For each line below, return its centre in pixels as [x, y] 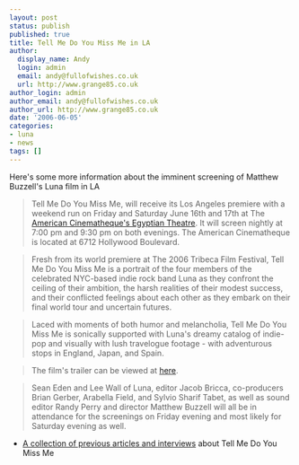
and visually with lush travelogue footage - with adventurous [160, 343]
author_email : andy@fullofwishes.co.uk [84, 101]
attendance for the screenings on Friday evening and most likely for [156, 416]
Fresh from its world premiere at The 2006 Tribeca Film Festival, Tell [158, 259]
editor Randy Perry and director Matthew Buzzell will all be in [144, 407]
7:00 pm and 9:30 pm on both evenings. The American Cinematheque [160, 232]
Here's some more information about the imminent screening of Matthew [144, 177]
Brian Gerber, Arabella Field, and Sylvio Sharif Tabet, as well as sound [160, 397]
